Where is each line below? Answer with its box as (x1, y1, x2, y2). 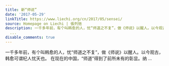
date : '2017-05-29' (5, 12, 46, 17)
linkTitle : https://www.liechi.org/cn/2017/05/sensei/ (5, 16, 123, 21)
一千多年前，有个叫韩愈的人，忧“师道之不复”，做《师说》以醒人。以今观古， (5, 49, 163, 55)
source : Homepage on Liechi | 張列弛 (5, 21, 82, 26)
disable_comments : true (5, 35, 55, 40)
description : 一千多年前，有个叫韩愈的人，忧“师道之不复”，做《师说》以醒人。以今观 (5, 26, 162, 31)
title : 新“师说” (5, 7, 37, 12)
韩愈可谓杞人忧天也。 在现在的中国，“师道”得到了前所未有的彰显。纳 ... (5, 55, 152, 61)
